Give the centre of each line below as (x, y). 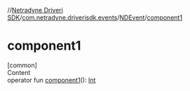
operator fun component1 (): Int (52, 80)
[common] (22, 65)
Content (19, 72)
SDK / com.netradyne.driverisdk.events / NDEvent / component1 (95, 17)
